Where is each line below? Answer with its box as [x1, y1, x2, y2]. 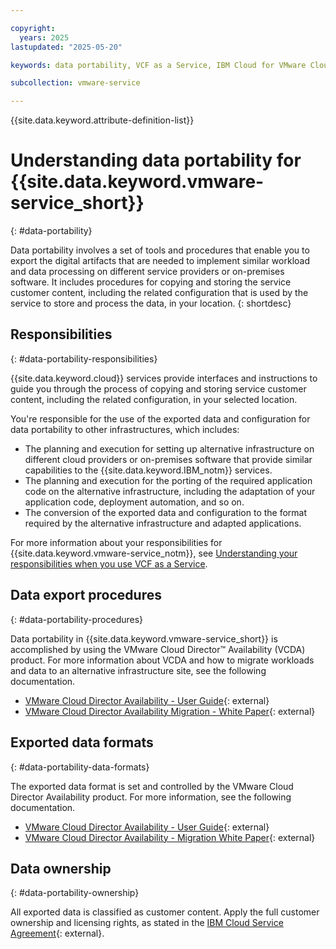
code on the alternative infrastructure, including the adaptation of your [24, 485, 316, 497]
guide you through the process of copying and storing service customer [10, 382, 307, 395]
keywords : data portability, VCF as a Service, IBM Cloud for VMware [10, 60, 307, 70]
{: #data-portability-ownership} [10, 887, 140, 899]
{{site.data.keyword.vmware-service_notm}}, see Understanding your [10, 547, 298, 559]
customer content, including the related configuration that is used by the [10, 287, 309, 299]
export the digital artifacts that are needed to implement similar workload [10, 255, 310, 267]
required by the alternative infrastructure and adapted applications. [24, 517, 302, 529]
